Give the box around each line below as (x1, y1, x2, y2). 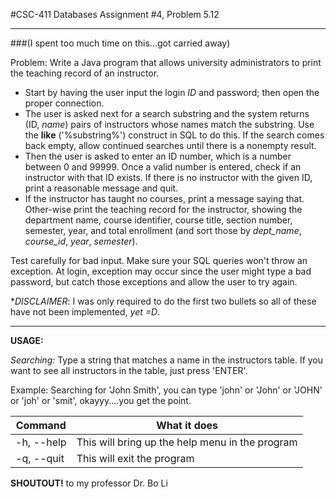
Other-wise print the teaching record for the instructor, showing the (24, 204, 303, 215)
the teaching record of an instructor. (10, 67, 160, 79)
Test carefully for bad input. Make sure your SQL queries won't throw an (10, 255, 308, 266)
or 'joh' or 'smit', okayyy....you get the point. (10, 395, 192, 406)
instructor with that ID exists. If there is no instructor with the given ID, (24, 172, 313, 183)
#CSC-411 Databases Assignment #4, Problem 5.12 (10, 9, 220, 20)
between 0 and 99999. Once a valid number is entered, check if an (24, 161, 302, 173)
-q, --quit (15, 452, 65, 465)
